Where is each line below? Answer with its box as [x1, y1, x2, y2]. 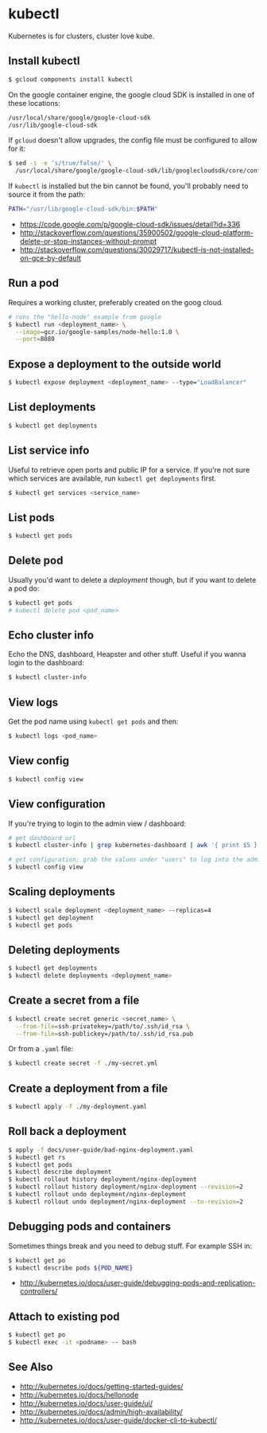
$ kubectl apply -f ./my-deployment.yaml [8, 1103, 148, 1111]
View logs [8, 695, 59, 709]
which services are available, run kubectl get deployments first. [8, 473, 217, 483]
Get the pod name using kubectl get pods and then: [8, 716, 179, 726]
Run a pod [8, 277, 60, 290]
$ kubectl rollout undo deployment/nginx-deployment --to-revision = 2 [8, 1197, 244, 1206]
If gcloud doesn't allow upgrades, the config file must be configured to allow [8, 135, 257, 145]
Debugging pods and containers [8, 1220, 171, 1234]
